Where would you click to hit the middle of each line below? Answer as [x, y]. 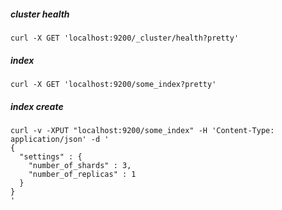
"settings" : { [51, 156]
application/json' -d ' [60, 139]
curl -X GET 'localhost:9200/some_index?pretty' [113, 84]
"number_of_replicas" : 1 [82, 174]
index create [37, 106]
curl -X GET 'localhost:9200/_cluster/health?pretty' [125, 38]
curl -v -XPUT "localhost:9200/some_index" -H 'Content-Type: [142, 130]
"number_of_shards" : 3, [80, 165]
